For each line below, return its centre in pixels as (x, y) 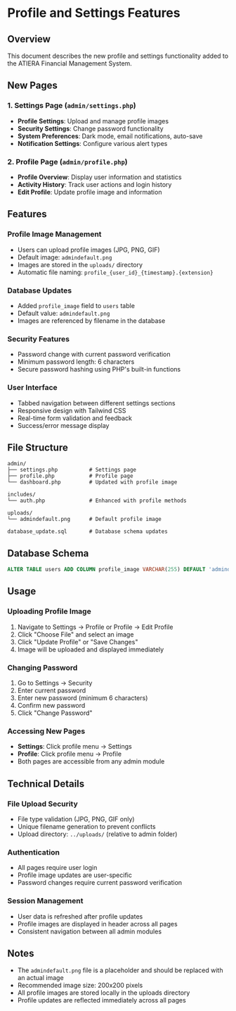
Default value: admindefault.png (64, 313)
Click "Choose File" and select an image (76, 634)
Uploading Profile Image (49, 611)
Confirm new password (51, 706)
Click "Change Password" (55, 713)
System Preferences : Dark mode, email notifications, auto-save (110, 136)
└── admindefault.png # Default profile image (84, 520)
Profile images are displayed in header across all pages (97, 924)
